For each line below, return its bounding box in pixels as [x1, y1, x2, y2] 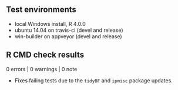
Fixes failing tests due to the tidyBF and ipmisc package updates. [14, 76, 173, 84]
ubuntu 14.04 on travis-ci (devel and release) [14, 26, 123, 34]
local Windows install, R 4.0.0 [14, 20, 86, 27]
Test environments [6, 5, 76, 15]
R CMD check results [6, 50, 85, 60]
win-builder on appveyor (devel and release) [14, 32, 122, 40]
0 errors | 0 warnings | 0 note [6, 65, 78, 72]
